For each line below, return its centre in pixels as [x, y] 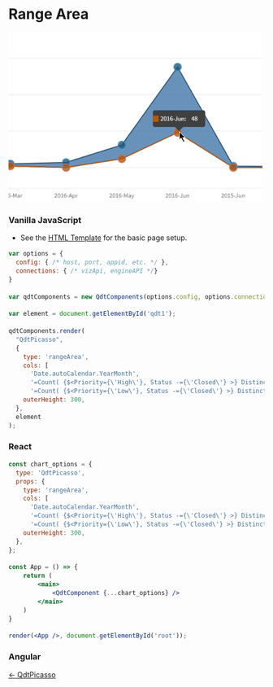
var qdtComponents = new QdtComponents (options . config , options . [121, 297]
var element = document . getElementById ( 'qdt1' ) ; [92, 314]
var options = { [36, 254]
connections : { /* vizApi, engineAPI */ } [87, 271]
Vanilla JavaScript [45, 220]
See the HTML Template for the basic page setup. [104, 238]
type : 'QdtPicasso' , [50, 473]
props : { [30, 481]
